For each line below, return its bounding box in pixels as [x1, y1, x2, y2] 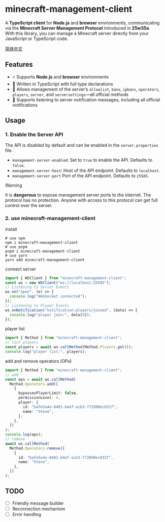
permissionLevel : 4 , [18, 395, 61, 400]
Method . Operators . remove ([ [9, 446, 65, 451]
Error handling [12, 511, 41, 517]
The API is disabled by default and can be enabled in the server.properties [5, 142, 159, 148]
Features [5, 60, 33, 69]
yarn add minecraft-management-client [5, 257, 85, 262]
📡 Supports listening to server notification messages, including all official [12, 96, 160, 102]
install [5, 226, 17, 232]
